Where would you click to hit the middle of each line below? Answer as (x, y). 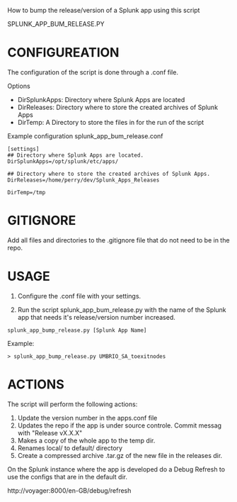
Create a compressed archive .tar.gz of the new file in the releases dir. (120, 455)
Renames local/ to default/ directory (70, 448)
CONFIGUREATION (63, 53)
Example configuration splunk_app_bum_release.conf (86, 136)
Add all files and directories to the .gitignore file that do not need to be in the (118, 240)
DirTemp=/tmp (27, 192)
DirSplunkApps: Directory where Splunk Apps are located (101, 99)
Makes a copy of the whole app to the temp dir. (86, 440)
